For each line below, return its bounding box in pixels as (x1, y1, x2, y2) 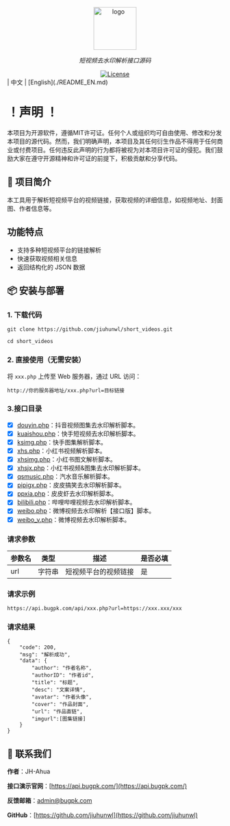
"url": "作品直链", (31, 708, 84, 715)
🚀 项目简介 (7, 176, 51, 188)
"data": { (19, 658, 48, 664)
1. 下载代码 (7, 310, 42, 319)
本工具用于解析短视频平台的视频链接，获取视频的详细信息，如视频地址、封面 (7, 195, 223, 204)
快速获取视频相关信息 (16, 254, 77, 262)
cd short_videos (7, 338, 53, 345)
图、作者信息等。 (7, 204, 55, 212)
